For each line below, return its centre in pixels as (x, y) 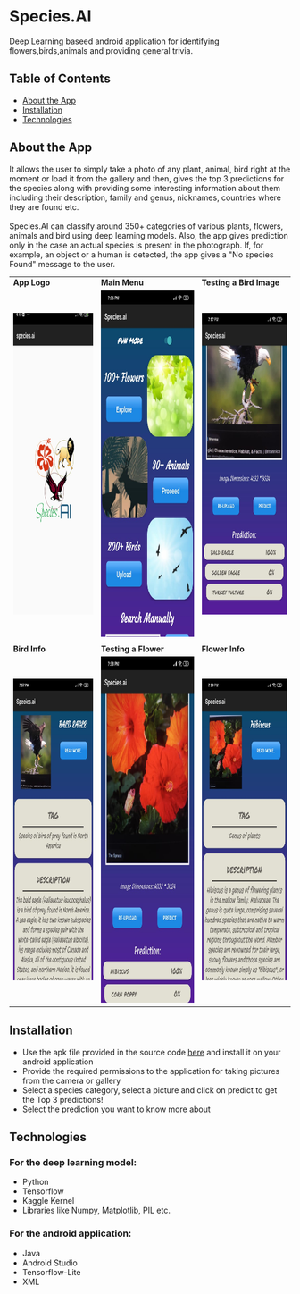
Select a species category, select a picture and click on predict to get (150, 1090)
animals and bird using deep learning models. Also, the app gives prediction (149, 235)
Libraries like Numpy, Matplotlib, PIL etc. (96, 1210)
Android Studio (50, 1263)
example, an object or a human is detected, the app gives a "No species (142, 254)
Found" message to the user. (62, 264)
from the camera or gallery (71, 1080)
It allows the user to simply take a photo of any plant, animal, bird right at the (150, 169)
